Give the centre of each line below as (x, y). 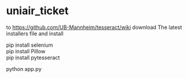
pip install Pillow (26, 51)
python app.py (24, 69)
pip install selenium (30, 45)
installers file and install (35, 33)
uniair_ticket (37, 11)
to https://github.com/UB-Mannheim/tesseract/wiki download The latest (94, 27)
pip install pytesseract (33, 57)
